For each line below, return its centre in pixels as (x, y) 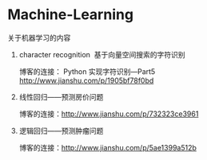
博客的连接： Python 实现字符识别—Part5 (87, 71)
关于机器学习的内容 (39, 37)
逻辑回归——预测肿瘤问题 (61, 131)
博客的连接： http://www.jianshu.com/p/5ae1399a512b (108, 147)
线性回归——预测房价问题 (61, 96)
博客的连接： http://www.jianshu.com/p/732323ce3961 (109, 114)
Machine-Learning (70, 15)
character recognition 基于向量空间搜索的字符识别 (102, 54)
